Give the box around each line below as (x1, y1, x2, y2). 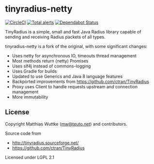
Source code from (5, 130, 41, 136)
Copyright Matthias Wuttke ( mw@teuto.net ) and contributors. (5, 121, 127, 127)
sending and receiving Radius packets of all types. (5, 34, 106, 40)
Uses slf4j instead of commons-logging (12, 63, 91, 69)
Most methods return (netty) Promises (12, 58, 89, 64)
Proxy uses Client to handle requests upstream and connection (12, 83, 138, 89)
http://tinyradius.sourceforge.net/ (12, 140, 79, 146)
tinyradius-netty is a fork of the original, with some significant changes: (5, 43, 148, 49)
